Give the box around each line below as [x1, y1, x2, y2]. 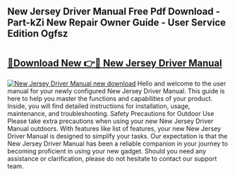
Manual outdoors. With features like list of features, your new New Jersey [7, 124, 221, 133]
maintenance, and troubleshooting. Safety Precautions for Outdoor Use [7, 110, 215, 117]
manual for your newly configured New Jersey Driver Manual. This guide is [7, 87, 225, 95]
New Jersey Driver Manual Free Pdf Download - [7, 6, 221, 18]
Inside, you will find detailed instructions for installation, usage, [7, 102, 191, 110]
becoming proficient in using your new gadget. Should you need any [7, 147, 207, 155]
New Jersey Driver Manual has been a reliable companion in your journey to [7, 139, 228, 148]
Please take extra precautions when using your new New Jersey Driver [7, 117, 214, 125]
